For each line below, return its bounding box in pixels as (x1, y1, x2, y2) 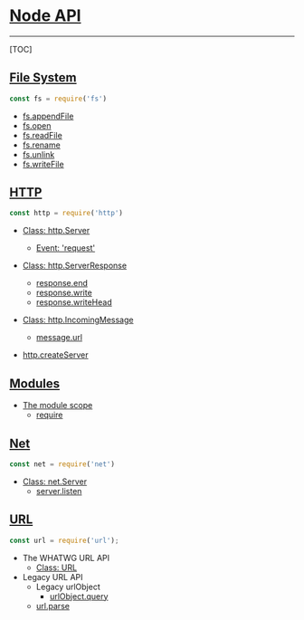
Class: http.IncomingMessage (22, 314, 134, 326)
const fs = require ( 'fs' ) (9, 94, 107, 103)
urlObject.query (49, 590, 109, 602)
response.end (35, 278, 89, 289)
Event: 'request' (35, 243, 96, 253)
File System (9, 70, 77, 86)
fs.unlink (22, 148, 55, 159)
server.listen (35, 485, 82, 496)
